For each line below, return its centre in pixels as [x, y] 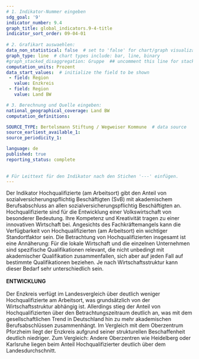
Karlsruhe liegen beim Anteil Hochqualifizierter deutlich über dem [86, 344]
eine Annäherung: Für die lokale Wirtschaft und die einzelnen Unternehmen [98, 243]
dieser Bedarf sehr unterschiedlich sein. [55, 269]
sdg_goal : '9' [24, 17]
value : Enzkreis [34, 84]
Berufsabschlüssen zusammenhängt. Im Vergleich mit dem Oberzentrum [95, 325]
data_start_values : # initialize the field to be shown [78, 72]
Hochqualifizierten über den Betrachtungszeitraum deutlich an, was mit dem [99, 313]
